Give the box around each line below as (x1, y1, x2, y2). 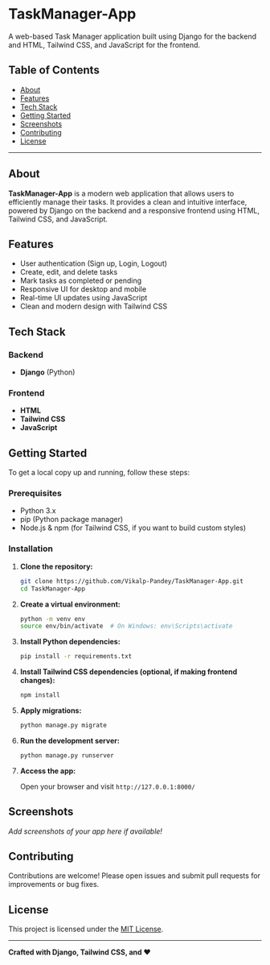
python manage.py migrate (19, 722, 107, 730)
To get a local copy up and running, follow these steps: (8, 468, 190, 478)
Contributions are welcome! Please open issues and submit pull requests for (8, 871, 261, 880)
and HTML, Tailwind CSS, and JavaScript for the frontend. (8, 39, 201, 49)
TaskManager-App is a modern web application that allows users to (8, 188, 235, 198)
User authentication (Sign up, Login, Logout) (19, 259, 167, 268)
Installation (8, 543, 54, 554)
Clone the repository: (19, 561, 93, 571)
